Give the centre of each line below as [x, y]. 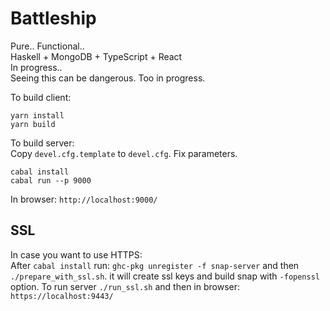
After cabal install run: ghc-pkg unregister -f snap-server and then [155, 265]
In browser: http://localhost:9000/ [84, 199]
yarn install [37, 115]
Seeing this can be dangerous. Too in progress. [108, 78]
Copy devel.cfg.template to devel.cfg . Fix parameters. [124, 153]
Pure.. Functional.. [47, 46]
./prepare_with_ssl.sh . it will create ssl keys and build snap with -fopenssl [165, 276]
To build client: [41, 97]
